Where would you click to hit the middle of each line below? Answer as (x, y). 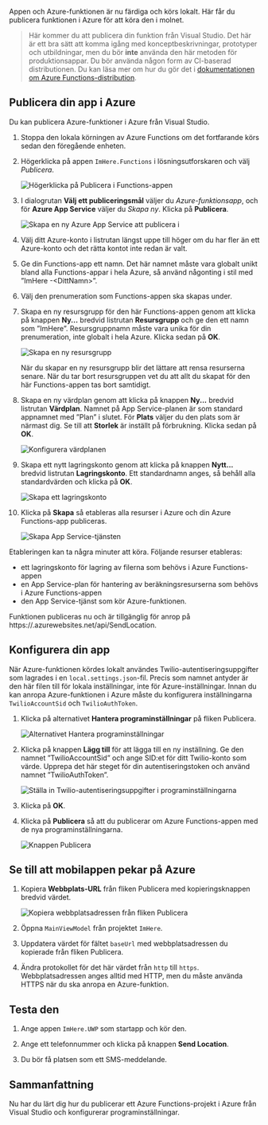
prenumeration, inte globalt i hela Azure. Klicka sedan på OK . (120, 337)
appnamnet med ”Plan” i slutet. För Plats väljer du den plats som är (130, 416)
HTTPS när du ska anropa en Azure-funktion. (95, 984)
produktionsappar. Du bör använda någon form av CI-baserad (130, 61)
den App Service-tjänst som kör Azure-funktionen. (103, 601)
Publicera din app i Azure (72, 103)
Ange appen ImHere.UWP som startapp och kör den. (103, 1029)
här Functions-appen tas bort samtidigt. (85, 385)
